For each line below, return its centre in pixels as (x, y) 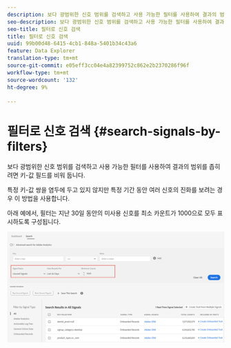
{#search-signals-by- (157, 132)
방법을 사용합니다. (46, 198)
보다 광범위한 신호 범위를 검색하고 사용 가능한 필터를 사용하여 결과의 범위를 (108, 167)
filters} (28, 146)
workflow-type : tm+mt (38, 72)
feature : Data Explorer (41, 51)
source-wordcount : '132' (43, 80)
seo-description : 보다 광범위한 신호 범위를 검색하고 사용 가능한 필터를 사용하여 (110, 22)
